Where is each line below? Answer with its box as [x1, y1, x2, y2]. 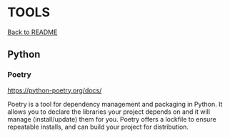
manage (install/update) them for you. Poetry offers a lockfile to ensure [7, 115, 216, 123]
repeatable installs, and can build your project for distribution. [7, 122, 189, 131]
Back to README [7, 28, 58, 36]
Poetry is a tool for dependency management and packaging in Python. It [7, 100, 223, 108]
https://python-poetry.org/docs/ [7, 86, 102, 95]
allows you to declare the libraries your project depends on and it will [7, 107, 211, 116]
